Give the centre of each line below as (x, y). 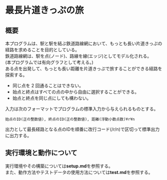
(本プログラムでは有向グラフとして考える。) (49, 62)
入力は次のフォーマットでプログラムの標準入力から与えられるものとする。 (82, 109)
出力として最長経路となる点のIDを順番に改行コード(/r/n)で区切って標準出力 (82, 129)
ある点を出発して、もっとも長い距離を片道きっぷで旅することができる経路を (84, 69)
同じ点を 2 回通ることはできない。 (48, 85)
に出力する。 (18, 136)
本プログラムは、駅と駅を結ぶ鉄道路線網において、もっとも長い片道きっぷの (84, 43)
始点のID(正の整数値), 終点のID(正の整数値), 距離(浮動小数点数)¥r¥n (70, 119)
